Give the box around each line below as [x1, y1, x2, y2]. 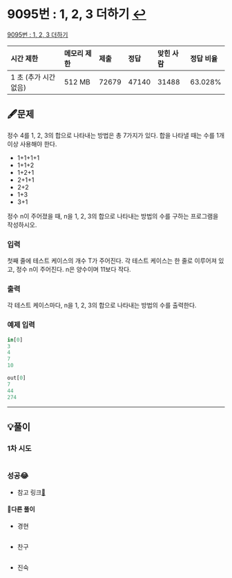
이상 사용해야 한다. [7, 140, 57, 148]
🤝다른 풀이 [7, 505, 36, 514]
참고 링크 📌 [17, 488, 46, 496]
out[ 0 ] [7, 375, 26, 382]
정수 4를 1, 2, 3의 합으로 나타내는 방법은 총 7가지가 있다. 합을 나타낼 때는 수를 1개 [7, 131, 225, 139]
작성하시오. [7, 221, 37, 229]
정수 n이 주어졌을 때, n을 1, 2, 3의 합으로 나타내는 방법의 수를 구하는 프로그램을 [7, 212, 219, 220]
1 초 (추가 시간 [10, 72, 56, 82]
